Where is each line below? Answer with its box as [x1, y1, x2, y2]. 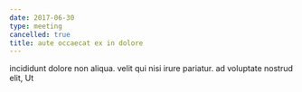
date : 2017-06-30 [9, 13, 75, 23]
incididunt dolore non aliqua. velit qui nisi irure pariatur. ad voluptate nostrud [9, 63, 294, 74]
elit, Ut [9, 73, 34, 84]
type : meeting [9, 22, 63, 31]
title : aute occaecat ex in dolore [9, 38, 144, 48]
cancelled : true [9, 30, 71, 39]
